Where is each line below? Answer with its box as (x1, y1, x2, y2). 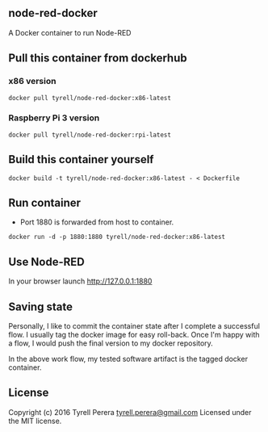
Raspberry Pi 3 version (8, 112, 100, 124)
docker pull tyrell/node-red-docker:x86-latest (8, 94, 172, 102)
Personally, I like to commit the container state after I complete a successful (8, 321, 261, 331)
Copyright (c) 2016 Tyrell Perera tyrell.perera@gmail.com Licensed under (8, 407, 252, 417)
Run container (8, 196, 82, 209)
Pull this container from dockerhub (8, 52, 187, 65)
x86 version (8, 76, 57, 87)
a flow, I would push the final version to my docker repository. (8, 338, 214, 348)
